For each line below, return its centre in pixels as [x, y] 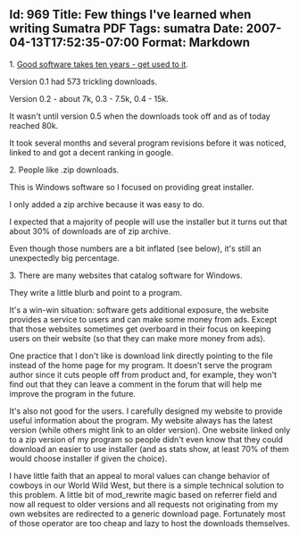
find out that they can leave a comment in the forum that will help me [136, 384]
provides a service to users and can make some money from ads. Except [143, 319]
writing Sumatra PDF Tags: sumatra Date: [126, 29]
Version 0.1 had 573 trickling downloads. [83, 81]
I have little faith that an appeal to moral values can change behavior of [140, 475]
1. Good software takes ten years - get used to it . [99, 64]
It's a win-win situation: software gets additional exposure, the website [139, 310]
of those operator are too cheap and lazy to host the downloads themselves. [150, 523]
